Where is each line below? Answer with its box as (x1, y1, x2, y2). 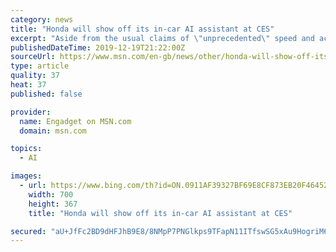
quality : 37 (10, 71, 60, 81)
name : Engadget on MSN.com (19, 116, 132, 126)
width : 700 (28, 189, 74, 200)
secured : (10, 226, 47, 236)
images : (10, 171, 43, 181)
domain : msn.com (19, 126, 87, 136)
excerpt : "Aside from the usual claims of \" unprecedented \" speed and (10, 33, 315, 43)
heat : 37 (10, 80, 47, 90)
